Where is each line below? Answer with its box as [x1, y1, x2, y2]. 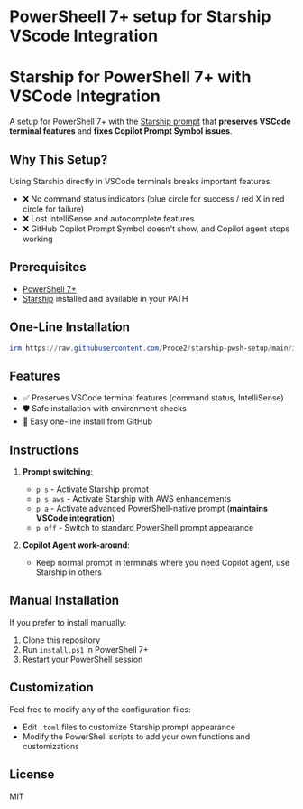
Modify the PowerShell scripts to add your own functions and [22, 730, 251, 742]
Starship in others [35, 567, 102, 578]
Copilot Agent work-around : [22, 540, 131, 550]
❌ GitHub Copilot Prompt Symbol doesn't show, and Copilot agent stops [22, 223, 290, 234]
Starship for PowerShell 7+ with [9, 67, 252, 88]
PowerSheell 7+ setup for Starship [9, 6, 271, 27]
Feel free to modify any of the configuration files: [9, 703, 191, 715]
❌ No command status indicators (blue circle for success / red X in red [22, 193, 285, 204]
